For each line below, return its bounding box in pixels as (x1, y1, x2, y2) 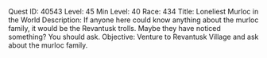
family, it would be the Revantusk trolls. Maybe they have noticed (8, 24, 221, 33)
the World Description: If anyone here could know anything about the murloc (8, 15, 259, 25)
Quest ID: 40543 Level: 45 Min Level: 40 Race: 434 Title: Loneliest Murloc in (8, 7, 259, 16)
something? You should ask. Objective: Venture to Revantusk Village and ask (8, 32, 259, 41)
